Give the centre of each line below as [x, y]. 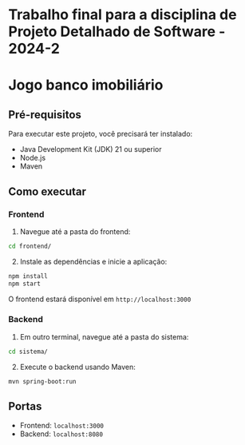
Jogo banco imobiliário [86, 85]
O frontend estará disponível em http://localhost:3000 [100, 299]
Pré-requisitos [45, 115]
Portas [25, 406]
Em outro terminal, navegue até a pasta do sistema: [104, 336]
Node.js [33, 158]
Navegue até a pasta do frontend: [75, 231]
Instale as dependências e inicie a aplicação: [93, 261]
